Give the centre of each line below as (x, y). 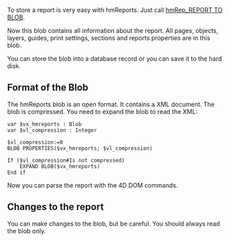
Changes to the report (56, 207)
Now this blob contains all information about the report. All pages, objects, (113, 31)
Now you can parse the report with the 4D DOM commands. (93, 185)
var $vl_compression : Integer (52, 130)
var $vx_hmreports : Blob (44, 124)
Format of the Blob (48, 88)
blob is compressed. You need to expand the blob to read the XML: (103, 111)
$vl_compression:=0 (35, 142)
